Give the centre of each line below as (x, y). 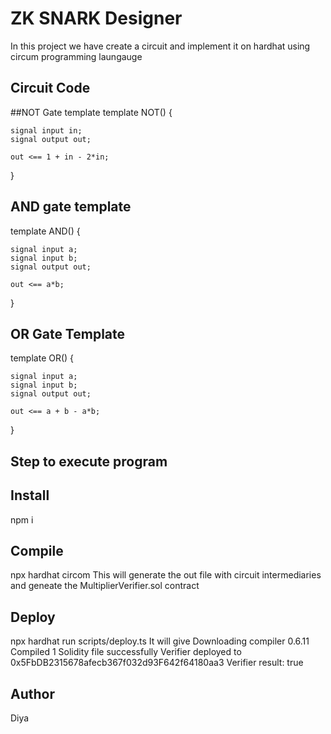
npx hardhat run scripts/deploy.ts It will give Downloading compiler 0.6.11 (160, 641)
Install (30, 495)
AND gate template (71, 207)
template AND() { (45, 231)
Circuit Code (50, 88)
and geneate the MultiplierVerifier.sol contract (105, 586)
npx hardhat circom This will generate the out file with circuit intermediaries (166, 575)
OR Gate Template (68, 333)
